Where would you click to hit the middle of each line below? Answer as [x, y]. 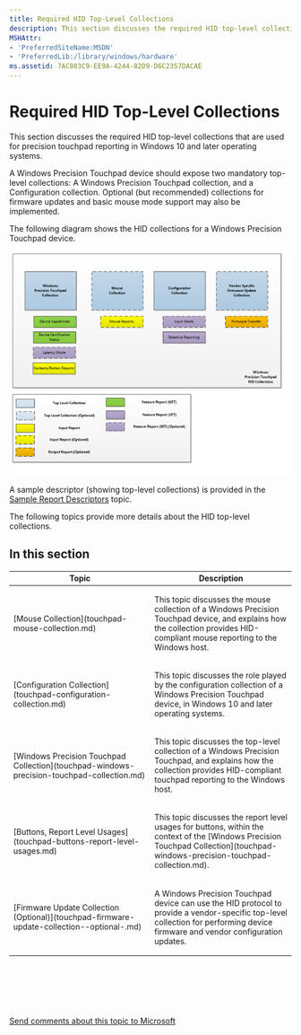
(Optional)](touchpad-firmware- [74, 917]
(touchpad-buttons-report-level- [76, 841]
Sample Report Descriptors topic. [71, 499]
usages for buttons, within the [209, 827]
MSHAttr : [26, 38]
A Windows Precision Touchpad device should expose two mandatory [138, 173]
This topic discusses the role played [220, 675]
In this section [50, 554]
